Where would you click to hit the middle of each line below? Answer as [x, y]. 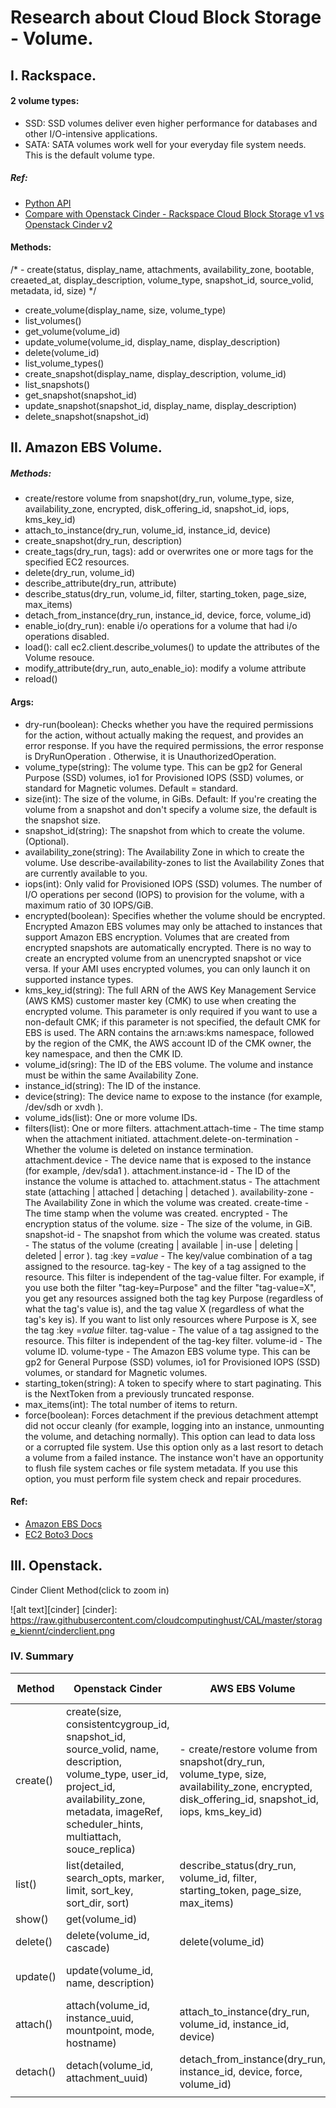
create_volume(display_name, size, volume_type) [125, 310]
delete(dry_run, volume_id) [80, 573]
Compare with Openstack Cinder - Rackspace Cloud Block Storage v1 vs [174, 213]
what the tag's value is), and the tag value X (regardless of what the [164, 1308]
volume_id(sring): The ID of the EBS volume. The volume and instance [169, 1064]
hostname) [91, 2043]
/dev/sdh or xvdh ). [64, 1107]
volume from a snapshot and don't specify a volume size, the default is [171, 809]
